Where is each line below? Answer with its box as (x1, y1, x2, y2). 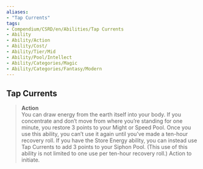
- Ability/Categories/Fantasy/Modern (6, 65, 102, 72)
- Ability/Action (6, 37, 51, 43)
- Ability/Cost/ (6, 43, 48, 49)
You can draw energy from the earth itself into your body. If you (21, 111, 182, 118)
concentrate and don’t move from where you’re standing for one (21, 117, 183, 125)
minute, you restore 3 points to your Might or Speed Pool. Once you (21, 124, 191, 131)
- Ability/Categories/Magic (6, 60, 78, 66)
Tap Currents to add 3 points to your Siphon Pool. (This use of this (21, 143, 188, 151)
